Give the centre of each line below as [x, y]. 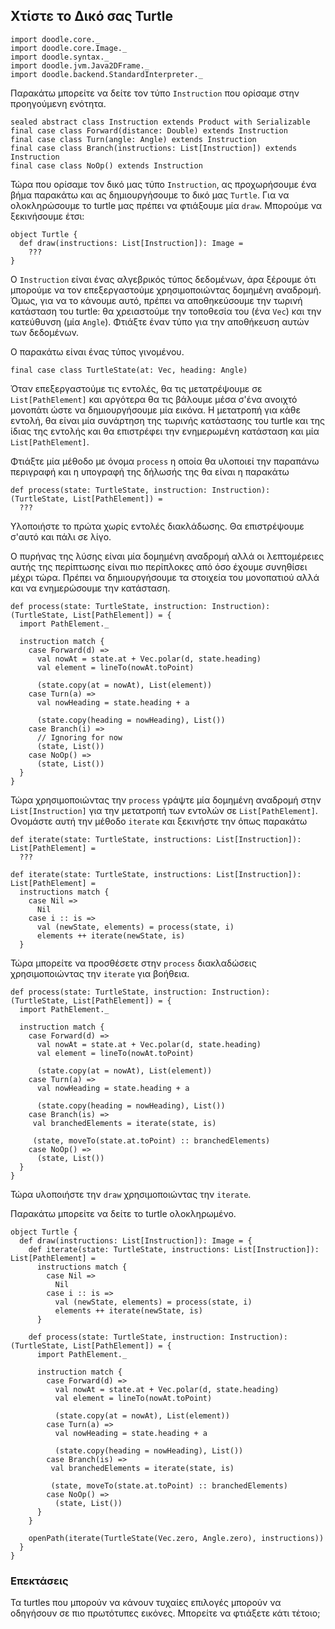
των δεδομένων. [45, 332]
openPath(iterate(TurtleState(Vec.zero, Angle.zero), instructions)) [176, 1538]
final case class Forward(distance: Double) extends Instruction [149, 130]
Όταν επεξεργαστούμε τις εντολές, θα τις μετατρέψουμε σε [136, 388]
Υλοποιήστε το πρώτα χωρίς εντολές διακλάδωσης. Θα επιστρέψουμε [157, 526]
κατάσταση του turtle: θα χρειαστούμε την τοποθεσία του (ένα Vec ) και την [166, 311]
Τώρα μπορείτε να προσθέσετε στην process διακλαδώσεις [133, 963]
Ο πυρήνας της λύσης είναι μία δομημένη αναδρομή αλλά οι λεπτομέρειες [167, 556]
